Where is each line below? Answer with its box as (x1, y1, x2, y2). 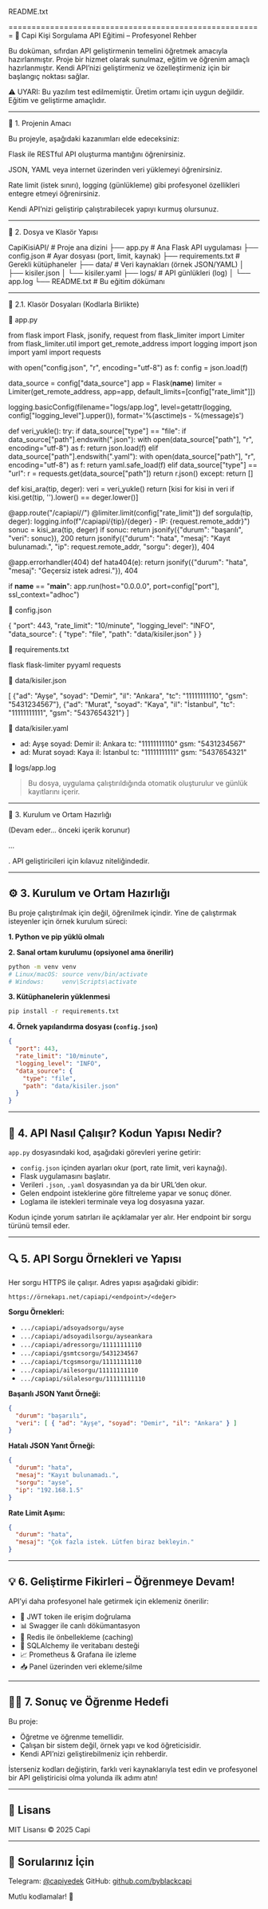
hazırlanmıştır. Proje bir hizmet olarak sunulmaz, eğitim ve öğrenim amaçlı (8, 55, 250, 64)
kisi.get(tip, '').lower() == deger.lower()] (8, 492, 139, 502)
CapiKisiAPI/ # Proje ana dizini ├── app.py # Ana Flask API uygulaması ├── (8, 243, 259, 252)
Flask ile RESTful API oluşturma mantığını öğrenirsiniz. (8, 149, 186, 159)
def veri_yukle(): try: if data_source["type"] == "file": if (8, 426, 187, 436)
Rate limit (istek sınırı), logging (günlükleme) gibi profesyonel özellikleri (8, 180, 241, 190)
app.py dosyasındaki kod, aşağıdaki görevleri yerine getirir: (8, 1148, 202, 1156)
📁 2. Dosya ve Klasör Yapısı (8, 227, 98, 236)
